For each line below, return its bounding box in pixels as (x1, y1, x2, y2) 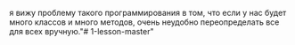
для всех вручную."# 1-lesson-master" (9, 26, 154, 36)
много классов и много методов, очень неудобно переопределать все (9, 17, 280, 27)
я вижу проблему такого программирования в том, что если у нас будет (9, 8, 287, 18)
